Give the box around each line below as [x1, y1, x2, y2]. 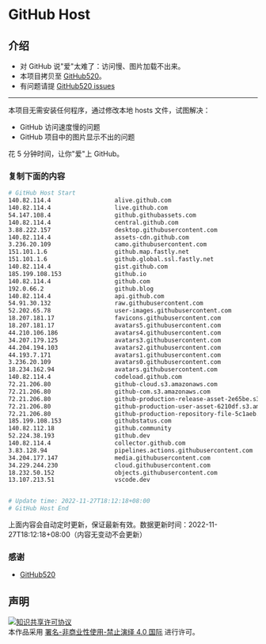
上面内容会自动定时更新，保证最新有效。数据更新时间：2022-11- [8, 520, 218, 529]
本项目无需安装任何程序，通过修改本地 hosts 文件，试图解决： [8, 105, 211, 115]
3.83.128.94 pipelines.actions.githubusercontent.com [8, 446, 253, 454]
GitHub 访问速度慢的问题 [19, 123, 101, 131]
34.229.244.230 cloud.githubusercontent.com [8, 461, 211, 469]
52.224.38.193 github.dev [8, 432, 150, 440]
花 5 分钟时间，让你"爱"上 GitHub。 [8, 149, 124, 158]
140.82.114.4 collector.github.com [8, 439, 186, 448]
